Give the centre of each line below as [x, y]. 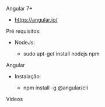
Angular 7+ [20, 8]
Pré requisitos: [23, 31]
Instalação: [28, 76]
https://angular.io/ [36, 20]
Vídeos [15, 99]
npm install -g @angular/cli [56, 88]
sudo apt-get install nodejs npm [62, 54]
